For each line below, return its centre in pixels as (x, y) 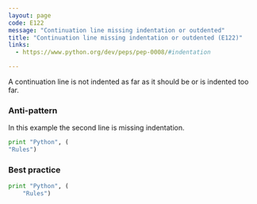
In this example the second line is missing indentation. (96, 128)
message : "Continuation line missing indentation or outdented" (117, 30)
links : (19, 45)
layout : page (30, 15)
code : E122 (26, 23)
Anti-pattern (33, 110)
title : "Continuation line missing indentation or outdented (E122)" (126, 38)
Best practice (35, 169)
